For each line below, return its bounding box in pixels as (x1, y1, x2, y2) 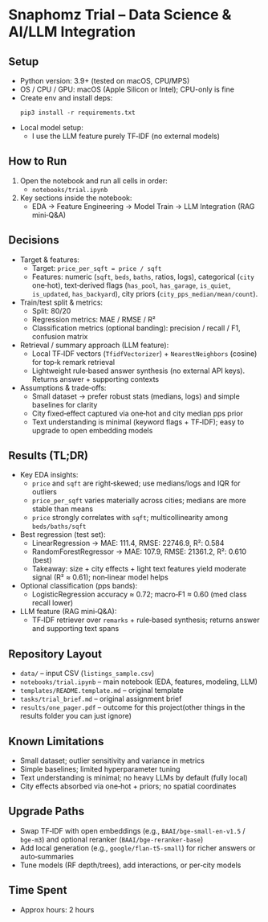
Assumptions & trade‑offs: (19, 383, 107, 392)
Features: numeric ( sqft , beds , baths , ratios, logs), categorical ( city (31, 272, 254, 281)
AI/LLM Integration (8, 23, 136, 41)
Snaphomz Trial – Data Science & (8, 6, 232, 24)
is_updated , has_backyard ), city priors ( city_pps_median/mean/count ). (31, 289, 258, 298)
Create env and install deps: (19, 93, 113, 102)
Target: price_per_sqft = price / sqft (31, 263, 162, 273)
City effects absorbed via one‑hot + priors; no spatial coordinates (19, 781, 237, 791)
